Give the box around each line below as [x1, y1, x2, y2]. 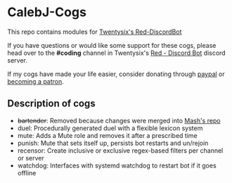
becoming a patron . [7, 77, 65, 85]
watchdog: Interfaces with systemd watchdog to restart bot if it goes [17, 161, 217, 170]
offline [17, 168, 37, 177]
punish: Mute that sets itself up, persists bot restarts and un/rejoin [17, 139, 209, 147]
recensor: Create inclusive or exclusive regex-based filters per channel [17, 146, 224, 155]
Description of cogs [7, 98, 96, 110]
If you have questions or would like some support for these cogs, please [7, 41, 217, 49]
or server [17, 153, 44, 162]
